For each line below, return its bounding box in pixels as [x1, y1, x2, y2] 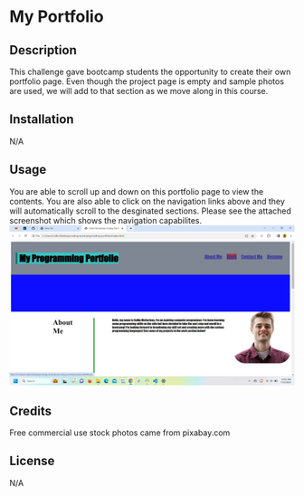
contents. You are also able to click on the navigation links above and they [9, 196, 285, 206]
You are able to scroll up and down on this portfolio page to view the [9, 186, 264, 196]
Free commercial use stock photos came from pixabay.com [9, 427, 231, 438]
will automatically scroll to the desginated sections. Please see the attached [9, 205, 292, 216]
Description [9, 43, 77, 58]
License [9, 453, 55, 469]
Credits [9, 403, 52, 418]
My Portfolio [9, 6, 104, 27]
